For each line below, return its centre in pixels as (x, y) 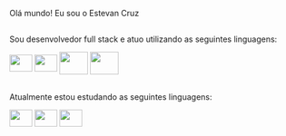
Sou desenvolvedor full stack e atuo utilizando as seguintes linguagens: (143, 39)
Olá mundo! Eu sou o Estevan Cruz (74, 13)
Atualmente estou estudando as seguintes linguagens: (111, 97)
